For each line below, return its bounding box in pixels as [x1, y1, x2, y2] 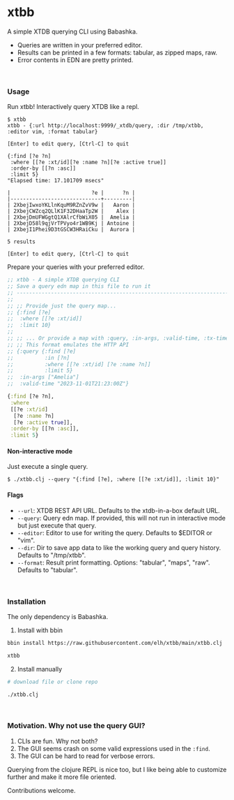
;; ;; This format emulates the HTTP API [7, 341, 130, 348]
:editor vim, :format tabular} [7, 129, 98, 136]
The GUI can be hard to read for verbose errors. [17, 752, 155, 760]
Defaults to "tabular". [17, 565, 78, 574]
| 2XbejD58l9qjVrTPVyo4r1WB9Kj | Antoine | [7, 220, 136, 227]
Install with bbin [17, 626, 63, 634]
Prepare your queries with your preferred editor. [7, 263, 145, 271]
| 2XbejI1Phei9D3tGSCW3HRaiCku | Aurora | [7, 226, 136, 233]
